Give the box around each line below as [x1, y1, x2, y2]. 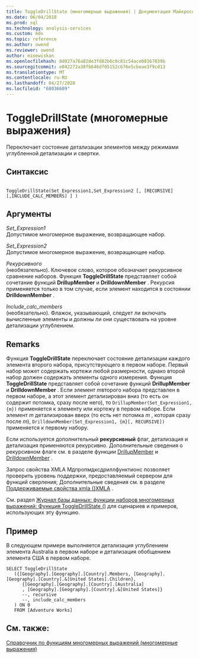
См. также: [6, 623, 50, 634]
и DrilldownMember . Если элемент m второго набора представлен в [6, 386, 180, 394]
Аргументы [6, 209, 52, 219]
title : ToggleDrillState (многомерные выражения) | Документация [6, 8, 171, 15]
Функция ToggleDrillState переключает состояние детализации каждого [6, 355, 191, 362]
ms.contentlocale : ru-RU [6, 75, 68, 81]
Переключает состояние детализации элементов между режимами [6, 143, 179, 150]
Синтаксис [6, 167, 49, 177]
